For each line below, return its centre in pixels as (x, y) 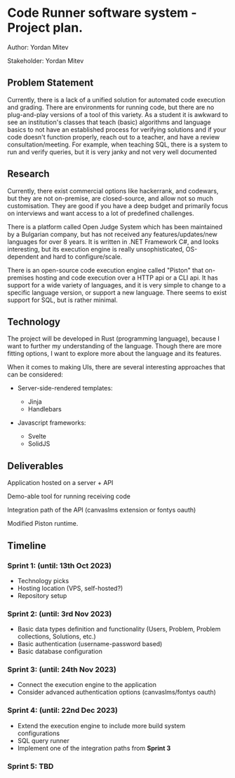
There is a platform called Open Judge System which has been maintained (115, 226)
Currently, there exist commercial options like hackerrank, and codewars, (113, 191)
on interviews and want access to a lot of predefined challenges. (101, 213)
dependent (23, 257)
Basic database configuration (60, 651)
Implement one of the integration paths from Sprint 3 (94, 748)
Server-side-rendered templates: (65, 388)
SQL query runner (43, 740)
